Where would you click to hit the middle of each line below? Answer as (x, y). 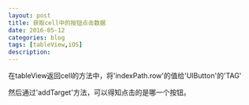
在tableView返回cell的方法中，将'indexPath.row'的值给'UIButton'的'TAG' (125, 75)
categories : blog (37, 37)
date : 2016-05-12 (37, 30)
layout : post (30, 15)
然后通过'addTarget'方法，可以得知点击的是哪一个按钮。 (99, 92)
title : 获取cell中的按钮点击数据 (57, 23)
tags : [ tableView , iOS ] (45, 45)
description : (30, 52)
